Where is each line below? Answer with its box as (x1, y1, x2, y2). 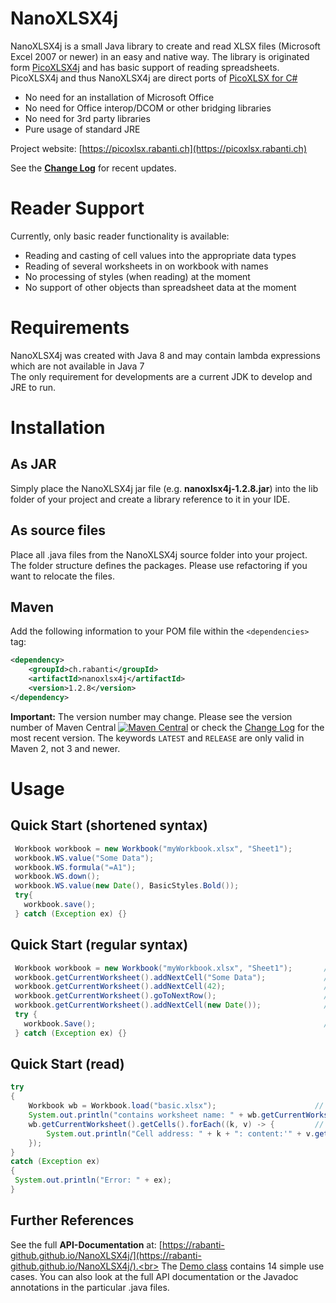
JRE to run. (10, 381, 56, 393)
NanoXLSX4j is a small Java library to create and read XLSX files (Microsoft (10, 40, 321, 52)
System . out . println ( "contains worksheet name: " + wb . (28, 1110, 262, 1121)
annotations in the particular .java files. (10, 1281, 170, 1293)
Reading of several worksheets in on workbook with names (24, 260, 269, 272)
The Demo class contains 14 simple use (161, 1260, 325, 1272)
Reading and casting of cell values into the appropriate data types (24, 249, 297, 261)
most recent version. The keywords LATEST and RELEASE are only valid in (10, 732, 305, 744)
